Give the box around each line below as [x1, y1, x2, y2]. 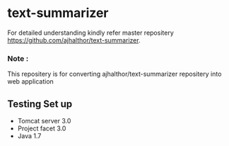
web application [7, 77, 54, 86]
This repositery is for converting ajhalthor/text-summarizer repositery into [7, 69, 222, 79]
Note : [7, 53, 29, 63]
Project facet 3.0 [17, 124, 66, 133]
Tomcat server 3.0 [17, 117, 71, 125]
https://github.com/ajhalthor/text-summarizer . [7, 35, 141, 44]
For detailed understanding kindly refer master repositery [7, 28, 175, 37]
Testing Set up [7, 98, 73, 110]
